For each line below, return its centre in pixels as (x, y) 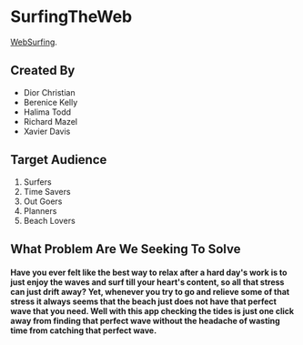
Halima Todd (47, 112)
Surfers (38, 182)
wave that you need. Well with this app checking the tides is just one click (152, 310)
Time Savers (47, 191)
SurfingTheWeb (71, 17)
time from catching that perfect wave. (84, 330)
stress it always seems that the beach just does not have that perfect (143, 301)
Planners (40, 210)
